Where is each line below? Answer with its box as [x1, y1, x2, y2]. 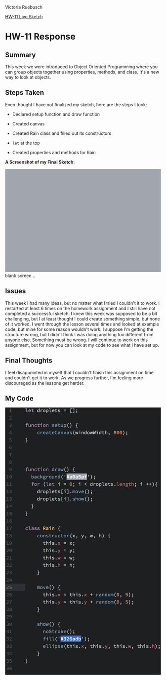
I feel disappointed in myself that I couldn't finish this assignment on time [5, 369, 154, 375]
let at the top [12, 140, 40, 146]
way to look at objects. [5, 74, 51, 80]
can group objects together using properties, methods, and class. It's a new [5, 69, 160, 75]
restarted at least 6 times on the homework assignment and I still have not [5, 305, 156, 311]
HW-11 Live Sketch [5, 14, 43, 19]
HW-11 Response [5, 31, 76, 42]
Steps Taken [5, 88, 44, 97]
